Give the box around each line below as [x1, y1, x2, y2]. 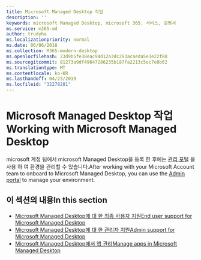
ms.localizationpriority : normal [6, 37, 90, 43]
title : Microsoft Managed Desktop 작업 [6, 8, 104, 15]
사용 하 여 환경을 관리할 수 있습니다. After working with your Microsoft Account [6, 163, 194, 170]
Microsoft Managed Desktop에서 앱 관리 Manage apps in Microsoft [14, 240, 177, 247]
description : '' [6, 14, 47, 20]
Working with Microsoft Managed [6, 122, 177, 136]
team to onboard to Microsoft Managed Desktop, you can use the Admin [6, 169, 185, 177]
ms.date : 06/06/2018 [6, 43, 58, 49]
